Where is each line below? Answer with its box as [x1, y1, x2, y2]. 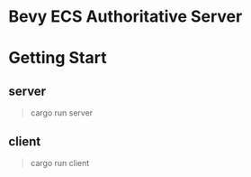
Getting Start [8, 48, 107, 69]
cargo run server [30, 107, 94, 118]
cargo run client [30, 158, 90, 168]
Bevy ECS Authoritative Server [8, 6, 243, 27]
